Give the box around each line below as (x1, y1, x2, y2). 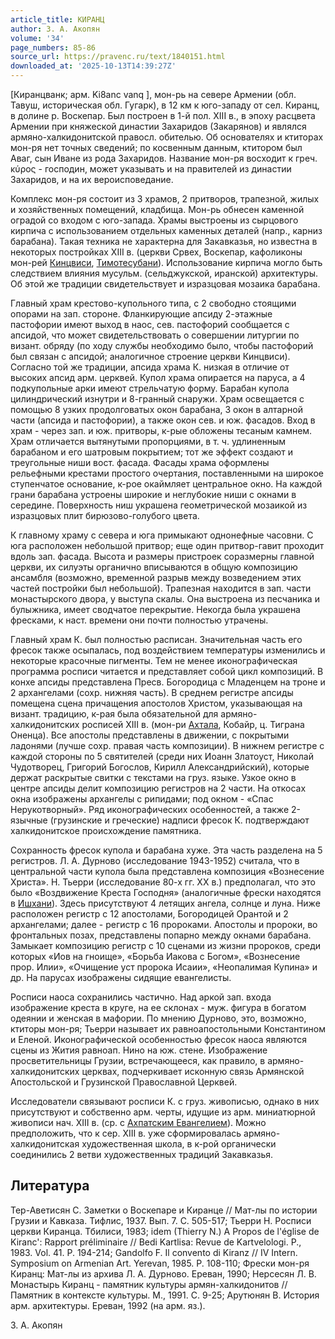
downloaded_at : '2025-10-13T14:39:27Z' (10, 61, 177, 71)
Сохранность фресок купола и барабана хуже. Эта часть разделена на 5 (10, 844, 323, 856)
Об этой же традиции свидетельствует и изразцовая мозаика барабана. (10, 278, 321, 290)
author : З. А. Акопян (10, 24, 101, 34)
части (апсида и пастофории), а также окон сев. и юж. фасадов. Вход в (10, 414, 316, 426)
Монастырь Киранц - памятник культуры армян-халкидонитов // (10, 1278, 288, 1290)
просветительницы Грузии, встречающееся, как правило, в (10, 1055, 266, 1066)
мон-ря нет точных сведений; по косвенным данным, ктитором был (10, 142, 303, 153)
